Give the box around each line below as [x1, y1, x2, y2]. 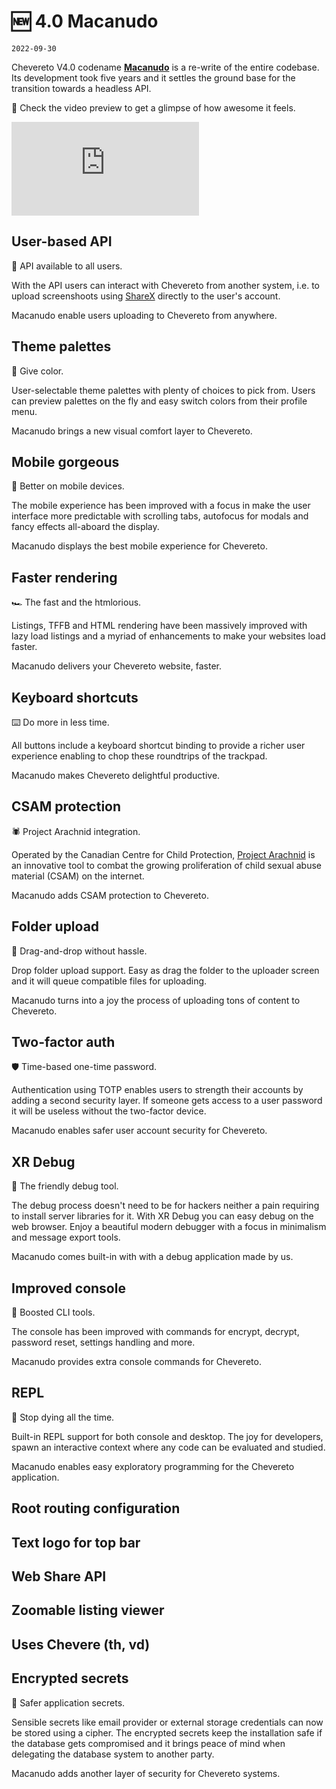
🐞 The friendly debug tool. [11, 1180, 119, 1192]
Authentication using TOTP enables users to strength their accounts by [11, 1084, 304, 1096]
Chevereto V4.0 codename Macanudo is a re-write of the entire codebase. [11, 61, 320, 73]
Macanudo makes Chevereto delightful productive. [11, 770, 221, 781]
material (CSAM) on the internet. [11, 870, 145, 882]
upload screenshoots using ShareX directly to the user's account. [11, 290, 281, 302]
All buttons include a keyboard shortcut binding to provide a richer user [11, 740, 306, 751]
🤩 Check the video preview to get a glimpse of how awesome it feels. [11, 101, 296, 114]
